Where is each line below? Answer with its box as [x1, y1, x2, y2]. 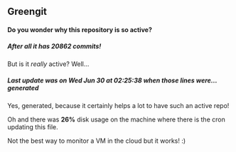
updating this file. [7, 122, 58, 131]
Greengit [7, 6, 48, 18]
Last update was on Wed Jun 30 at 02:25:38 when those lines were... [7, 76, 218, 85]
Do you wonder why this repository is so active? [7, 25, 153, 34]
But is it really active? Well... [7, 60, 90, 68]
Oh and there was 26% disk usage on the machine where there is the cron [7, 115, 225, 124]
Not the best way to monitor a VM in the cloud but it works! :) [7, 136, 186, 145]
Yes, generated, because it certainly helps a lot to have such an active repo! [7, 101, 230, 109]
